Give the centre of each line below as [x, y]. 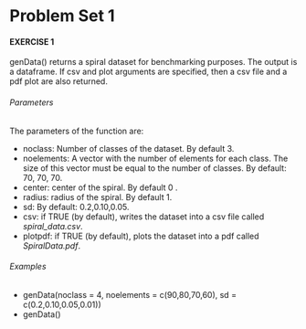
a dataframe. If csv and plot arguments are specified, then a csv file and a [148, 72]
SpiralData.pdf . [51, 245]
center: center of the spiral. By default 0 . [100, 187]
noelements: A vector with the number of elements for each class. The [155, 158]
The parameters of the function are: [77, 131]
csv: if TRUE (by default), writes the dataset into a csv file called [143, 217]
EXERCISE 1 [32, 41]
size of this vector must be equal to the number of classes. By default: [154, 168]
